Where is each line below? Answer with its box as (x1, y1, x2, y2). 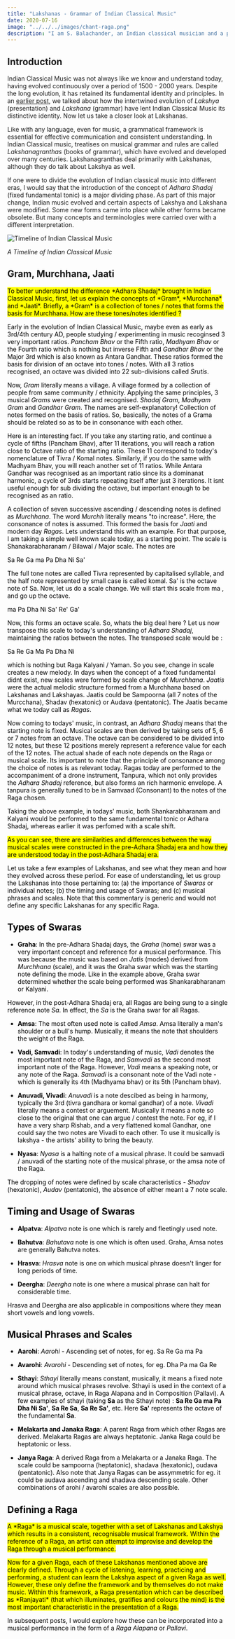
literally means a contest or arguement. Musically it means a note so (17, 1106, 214, 1114)
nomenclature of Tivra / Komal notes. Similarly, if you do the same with (7, 453, 211, 462)
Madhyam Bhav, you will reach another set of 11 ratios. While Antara (7, 461, 203, 469)
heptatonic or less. (17, 1440, 71, 1448)
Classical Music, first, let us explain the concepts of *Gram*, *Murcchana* (7, 294, 222, 302)
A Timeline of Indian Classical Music (7, 248, 113, 256)
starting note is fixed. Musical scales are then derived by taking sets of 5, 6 (7, 726, 224, 734)
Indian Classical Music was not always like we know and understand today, (7, 74, 224, 83)
